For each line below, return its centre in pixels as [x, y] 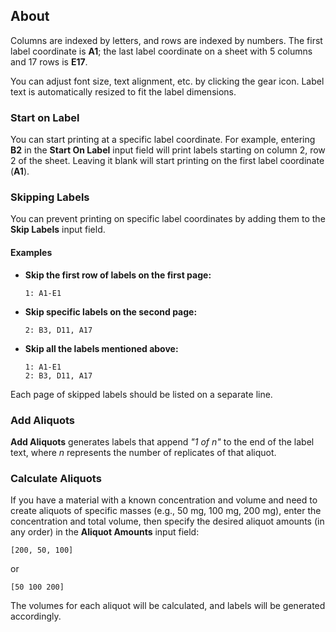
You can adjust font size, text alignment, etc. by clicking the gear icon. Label [167, 81]
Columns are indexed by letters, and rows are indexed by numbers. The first [166, 40]
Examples [31, 252]
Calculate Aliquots [56, 478]
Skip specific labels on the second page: [111, 311]
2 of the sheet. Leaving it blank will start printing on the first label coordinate [167, 161]
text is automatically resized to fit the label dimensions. [123, 91]
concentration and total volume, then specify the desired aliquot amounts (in [167, 521]
